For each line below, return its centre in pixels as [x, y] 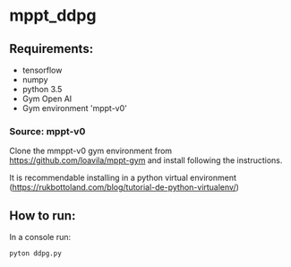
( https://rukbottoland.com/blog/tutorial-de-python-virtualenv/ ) [124, 187]
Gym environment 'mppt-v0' [74, 108]
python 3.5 [42, 89]
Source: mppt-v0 [47, 131]
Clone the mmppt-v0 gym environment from [91, 151]
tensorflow [42, 70]
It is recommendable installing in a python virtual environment [123, 178]
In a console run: [40, 237]
